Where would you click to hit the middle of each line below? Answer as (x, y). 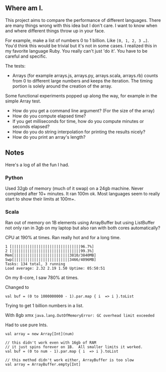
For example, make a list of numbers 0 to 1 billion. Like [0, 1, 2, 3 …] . (77, 40)
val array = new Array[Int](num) (40, 334)
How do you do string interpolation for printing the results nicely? (79, 132)
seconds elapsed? (31, 126)
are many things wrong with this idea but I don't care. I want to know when (81, 25)
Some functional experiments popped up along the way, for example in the (81, 95)
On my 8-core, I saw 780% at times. (42, 278)
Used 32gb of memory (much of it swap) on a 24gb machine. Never (74, 188)
